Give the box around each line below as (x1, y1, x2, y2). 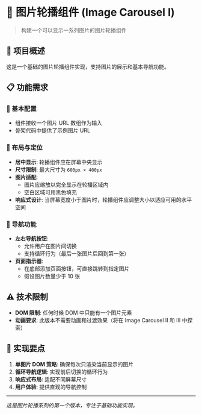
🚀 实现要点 (6, 343, 45, 354)
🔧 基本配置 (6, 105, 37, 113)
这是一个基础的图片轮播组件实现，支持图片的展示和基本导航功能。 (6, 63, 170, 70)
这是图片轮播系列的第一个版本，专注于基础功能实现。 (6, 401, 138, 409)
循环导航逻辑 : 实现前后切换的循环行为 (14, 368, 108, 375)
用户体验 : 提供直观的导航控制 (14, 383, 87, 390)
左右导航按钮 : (14, 235, 49, 242)
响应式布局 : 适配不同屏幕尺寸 (14, 375, 87, 383)
